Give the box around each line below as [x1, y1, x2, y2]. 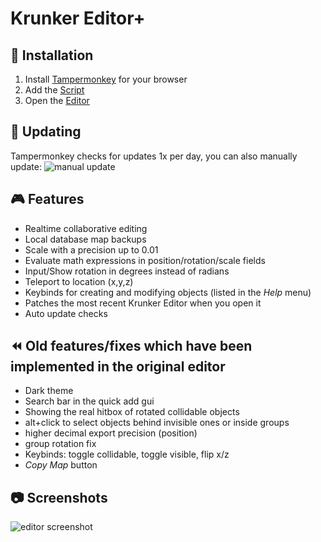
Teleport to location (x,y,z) [24, 275, 134, 287]
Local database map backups [24, 233, 147, 245]
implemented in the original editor [10, 358, 226, 376]
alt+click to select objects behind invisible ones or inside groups [24, 417, 290, 429]
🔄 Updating [10, 123, 82, 141]
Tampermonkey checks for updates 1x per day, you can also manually [10, 150, 298, 162]
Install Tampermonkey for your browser [24, 73, 188, 85]
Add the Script [24, 84, 85, 96]
